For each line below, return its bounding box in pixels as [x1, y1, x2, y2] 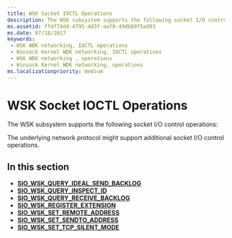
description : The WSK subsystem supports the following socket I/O [7, 17, 206, 23]
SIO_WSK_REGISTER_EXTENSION [17, 201, 116, 210]
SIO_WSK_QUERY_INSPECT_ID [17, 187, 107, 195]
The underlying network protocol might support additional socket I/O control [7, 134, 224, 142]
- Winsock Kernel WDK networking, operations [10, 61, 144, 68]
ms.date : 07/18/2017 [7, 29, 67, 37]
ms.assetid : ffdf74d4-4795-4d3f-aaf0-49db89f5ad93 [7, 23, 156, 30]
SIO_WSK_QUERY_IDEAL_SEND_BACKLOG [17, 179, 142, 188]
